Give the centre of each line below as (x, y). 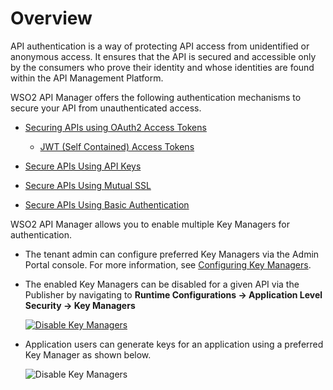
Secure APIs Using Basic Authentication (107, 204)
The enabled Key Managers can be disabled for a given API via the (162, 284)
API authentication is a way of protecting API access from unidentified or (160, 46)
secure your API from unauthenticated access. (106, 108)
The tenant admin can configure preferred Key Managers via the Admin (172, 254)
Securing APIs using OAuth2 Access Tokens (115, 127)
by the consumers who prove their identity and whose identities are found (162, 67)
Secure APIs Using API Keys (83, 166)
